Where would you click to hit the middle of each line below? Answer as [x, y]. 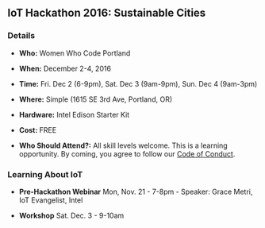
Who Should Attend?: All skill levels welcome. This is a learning [123, 145]
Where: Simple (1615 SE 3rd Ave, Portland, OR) [96, 99]
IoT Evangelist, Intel [51, 200]
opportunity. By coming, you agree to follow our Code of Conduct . [127, 153]
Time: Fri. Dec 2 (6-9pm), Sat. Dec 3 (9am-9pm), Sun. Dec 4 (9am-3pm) [138, 83]
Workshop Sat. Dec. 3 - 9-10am [71, 215]
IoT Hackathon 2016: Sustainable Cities [107, 13]
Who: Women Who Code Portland [75, 53]
